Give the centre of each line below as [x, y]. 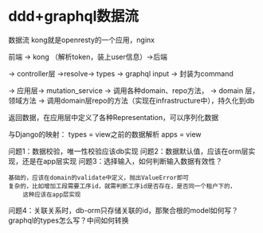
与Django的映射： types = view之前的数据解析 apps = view [105, 134]
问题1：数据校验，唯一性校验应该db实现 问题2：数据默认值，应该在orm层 [128, 151]
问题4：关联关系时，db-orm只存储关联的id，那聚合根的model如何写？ [124, 210]
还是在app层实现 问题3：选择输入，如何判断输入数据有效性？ [122, 161]
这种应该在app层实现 [52, 194]
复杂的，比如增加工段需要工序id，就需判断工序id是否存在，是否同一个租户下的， [122, 186]
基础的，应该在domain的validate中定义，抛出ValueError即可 [99, 177]
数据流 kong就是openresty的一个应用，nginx [82, 40]
